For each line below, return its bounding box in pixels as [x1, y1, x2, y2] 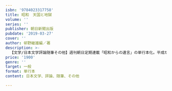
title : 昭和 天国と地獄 [5, 12, 52, 17]
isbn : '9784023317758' [5, 7, 54, 13]
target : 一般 [5, 64, 32, 69]
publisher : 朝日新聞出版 [5, 26, 54, 32]
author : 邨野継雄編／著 [5, 41, 51, 46]
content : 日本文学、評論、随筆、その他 [5, 74, 79, 79]
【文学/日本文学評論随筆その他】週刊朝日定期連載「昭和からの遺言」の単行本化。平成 [10, 50, 165, 55]
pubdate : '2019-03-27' [5, 31, 54, 36]
